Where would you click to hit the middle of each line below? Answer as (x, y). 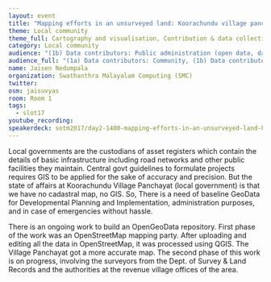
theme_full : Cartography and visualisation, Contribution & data (120, 38)
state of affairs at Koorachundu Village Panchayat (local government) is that (134, 185)
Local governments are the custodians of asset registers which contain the (132, 151)
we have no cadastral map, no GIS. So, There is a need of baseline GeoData (134, 193)
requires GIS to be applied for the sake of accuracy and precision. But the (130, 176)
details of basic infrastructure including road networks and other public (127, 160)
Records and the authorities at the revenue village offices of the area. (123, 269)
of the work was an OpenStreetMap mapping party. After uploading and (127, 235)
